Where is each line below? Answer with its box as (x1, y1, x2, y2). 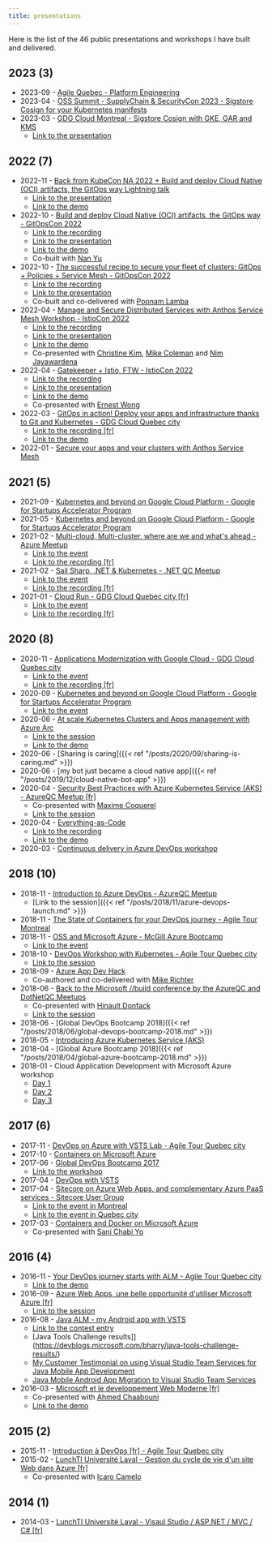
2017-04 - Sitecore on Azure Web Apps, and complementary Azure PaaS (19, 1184, 264, 1193)
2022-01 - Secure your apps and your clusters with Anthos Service (19, 443, 244, 453)
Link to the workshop (32, 1166, 103, 1176)
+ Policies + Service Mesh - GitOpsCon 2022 (19, 271, 172, 281)
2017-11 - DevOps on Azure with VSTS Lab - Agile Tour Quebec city (19, 1141, 246, 1150)
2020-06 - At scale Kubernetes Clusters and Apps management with (19, 714, 250, 724)
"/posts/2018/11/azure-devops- (126, 897, 231, 907)
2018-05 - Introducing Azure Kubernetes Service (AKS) (19, 1035, 205, 1045)
